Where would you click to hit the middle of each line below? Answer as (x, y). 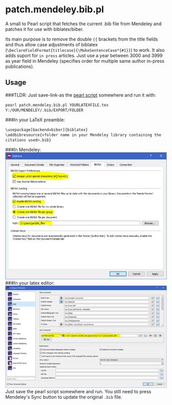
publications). (20, 66)
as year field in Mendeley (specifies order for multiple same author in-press (85, 61)
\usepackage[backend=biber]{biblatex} (47, 130)
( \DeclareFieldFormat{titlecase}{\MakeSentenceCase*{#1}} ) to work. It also (85, 50)
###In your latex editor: (30, 283)
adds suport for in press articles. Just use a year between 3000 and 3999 (84, 56)
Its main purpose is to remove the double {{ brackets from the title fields (82, 39)
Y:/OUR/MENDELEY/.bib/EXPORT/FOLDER (44, 110)
